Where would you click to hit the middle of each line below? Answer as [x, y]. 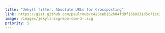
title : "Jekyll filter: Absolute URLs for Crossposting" [65, 9]
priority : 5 [17, 23]
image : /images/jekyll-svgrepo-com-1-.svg [49, 18]
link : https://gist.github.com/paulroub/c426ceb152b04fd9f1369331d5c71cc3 [83, 14]
